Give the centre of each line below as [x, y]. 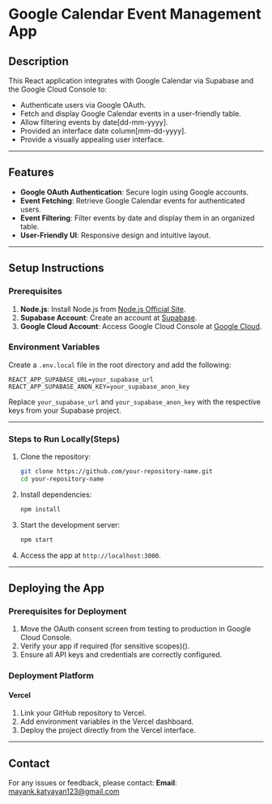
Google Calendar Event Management [135, 14]
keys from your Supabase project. [65, 410]
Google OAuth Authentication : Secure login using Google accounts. [134, 192]
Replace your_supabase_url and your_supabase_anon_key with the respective [135, 401]
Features [31, 172]
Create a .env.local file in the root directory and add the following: [120, 365]
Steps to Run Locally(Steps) [64, 438]
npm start [37, 540]
